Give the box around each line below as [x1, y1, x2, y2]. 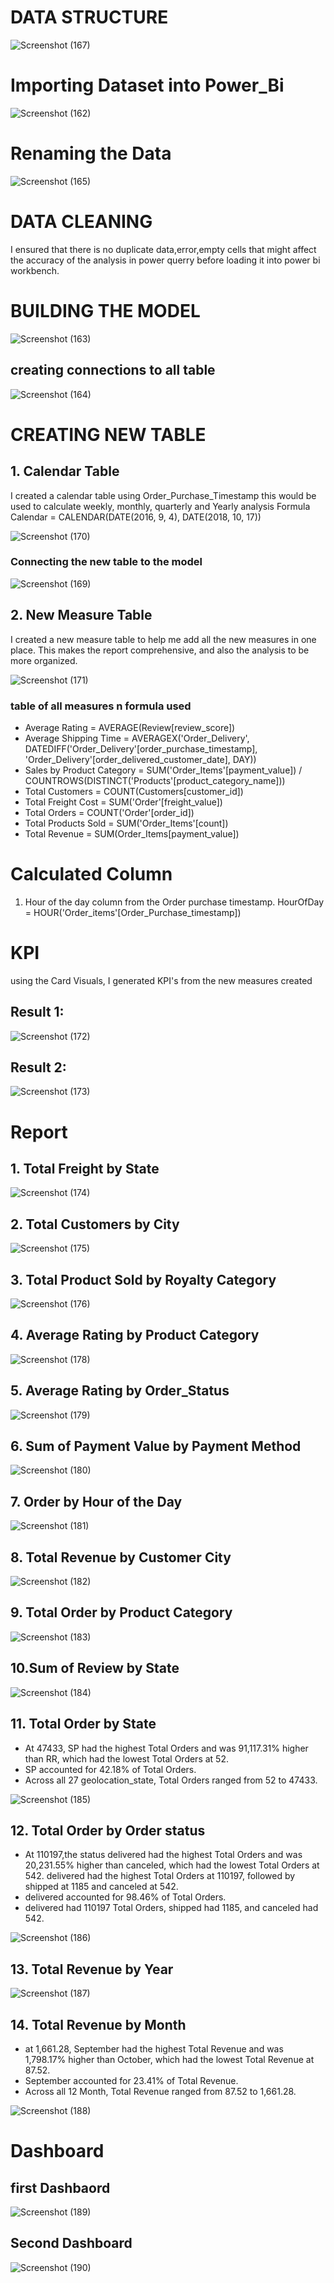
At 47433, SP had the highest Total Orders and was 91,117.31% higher [24, 1742, 309, 1754]
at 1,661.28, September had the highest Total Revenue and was [24, 2042, 284, 2055]
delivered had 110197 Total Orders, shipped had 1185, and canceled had [24, 1902, 319, 1914]
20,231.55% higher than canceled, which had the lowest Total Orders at [24, 1859, 320, 1871]
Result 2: [10, 1059, 67, 1076]
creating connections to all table [10, 362, 216, 379]
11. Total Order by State [10, 1716, 157, 1733]
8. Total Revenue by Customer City [10, 1549, 232, 1566]
